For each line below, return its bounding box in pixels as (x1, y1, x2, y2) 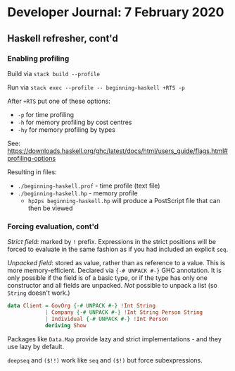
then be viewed (27, 204, 73, 212)
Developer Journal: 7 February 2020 (7, 4, 224, 20)
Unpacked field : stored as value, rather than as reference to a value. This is (7, 259, 226, 267)
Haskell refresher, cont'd (7, 32, 118, 44)
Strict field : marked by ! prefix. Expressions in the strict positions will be (7, 238, 217, 246)
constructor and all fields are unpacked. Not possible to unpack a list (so (7, 281, 218, 290)
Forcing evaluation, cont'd (7, 221, 99, 231)
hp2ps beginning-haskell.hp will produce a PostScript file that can (27, 196, 220, 205)
